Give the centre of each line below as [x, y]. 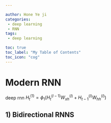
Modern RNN [33, 82]
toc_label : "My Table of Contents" [43, 52]
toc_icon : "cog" [23, 57]
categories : [18, 19]
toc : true [16, 48]
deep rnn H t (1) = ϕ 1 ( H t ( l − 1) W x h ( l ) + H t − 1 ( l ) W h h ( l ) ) [56, 98]
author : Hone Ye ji [26, 14]
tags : [11, 34]
